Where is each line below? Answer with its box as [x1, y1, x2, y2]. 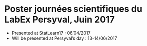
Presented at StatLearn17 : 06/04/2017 [11, 30, 91, 36]
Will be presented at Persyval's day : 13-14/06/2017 [11, 35, 117, 41]
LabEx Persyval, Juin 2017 [4, 14, 115, 25]
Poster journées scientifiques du [4, 3, 143, 15]
